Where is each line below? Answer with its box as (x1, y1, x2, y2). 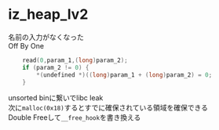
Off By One (8, 41, 45, 50)
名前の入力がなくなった (8, 32, 84, 42)
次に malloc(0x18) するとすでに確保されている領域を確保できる (8, 103, 208, 113)
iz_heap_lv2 (8, 5, 89, 23)
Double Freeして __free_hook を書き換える (8, 113, 141, 122)
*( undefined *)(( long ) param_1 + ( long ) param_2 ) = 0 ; (36, 70, 213, 79)
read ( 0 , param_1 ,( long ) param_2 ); (22, 56, 128, 64)
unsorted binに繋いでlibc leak (8, 93, 104, 103)
